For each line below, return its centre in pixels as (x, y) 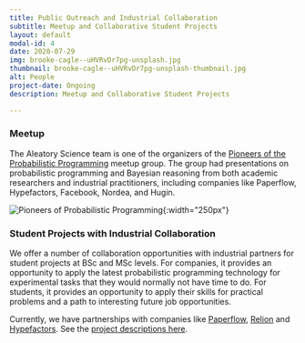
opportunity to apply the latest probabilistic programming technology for (145, 273)
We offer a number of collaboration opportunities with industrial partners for (152, 253)
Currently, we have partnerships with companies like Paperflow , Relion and (150, 319)
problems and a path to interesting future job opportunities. (121, 302)
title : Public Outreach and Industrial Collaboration (114, 18)
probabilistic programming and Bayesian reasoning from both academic (144, 173)
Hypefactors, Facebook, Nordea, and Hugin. (92, 192)
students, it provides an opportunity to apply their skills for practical (137, 292)
